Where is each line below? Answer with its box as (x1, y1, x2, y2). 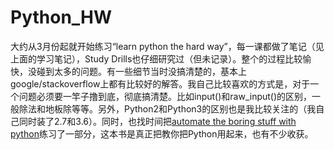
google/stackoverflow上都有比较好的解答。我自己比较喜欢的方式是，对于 (10, 77, 311, 90)
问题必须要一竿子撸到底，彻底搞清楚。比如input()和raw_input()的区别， (18, 90, 313, 102)
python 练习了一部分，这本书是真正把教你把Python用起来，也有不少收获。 (10, 127, 314, 140)
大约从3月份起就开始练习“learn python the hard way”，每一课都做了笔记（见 (10, 40, 325, 52)
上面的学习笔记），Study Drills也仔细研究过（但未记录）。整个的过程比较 (10, 52, 303, 65)
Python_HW (10, 6, 113, 29)
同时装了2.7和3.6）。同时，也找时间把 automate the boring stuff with (18, 115, 297, 127)
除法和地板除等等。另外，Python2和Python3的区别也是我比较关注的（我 (18, 102, 317, 115)
